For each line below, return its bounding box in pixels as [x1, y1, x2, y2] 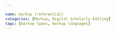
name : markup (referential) [5, 11, 64, 16]
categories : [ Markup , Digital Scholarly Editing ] [5, 16, 111, 21]
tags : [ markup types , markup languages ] [5, 21, 91, 26]
